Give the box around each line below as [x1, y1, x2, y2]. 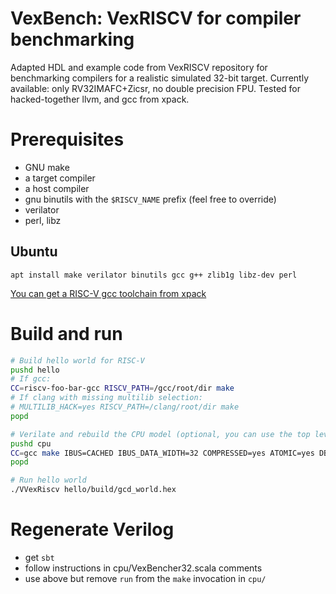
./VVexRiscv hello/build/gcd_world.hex [10, 485, 177, 495]
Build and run [10, 322, 123, 345]
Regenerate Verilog [10, 518, 175, 541]
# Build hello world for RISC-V [10, 355, 145, 366]
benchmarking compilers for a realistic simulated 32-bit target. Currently [10, 72, 309, 84]
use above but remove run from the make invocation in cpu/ [24, 572, 267, 584]
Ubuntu [10, 243, 58, 261]
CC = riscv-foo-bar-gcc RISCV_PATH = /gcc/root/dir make [10, 383, 235, 394]
